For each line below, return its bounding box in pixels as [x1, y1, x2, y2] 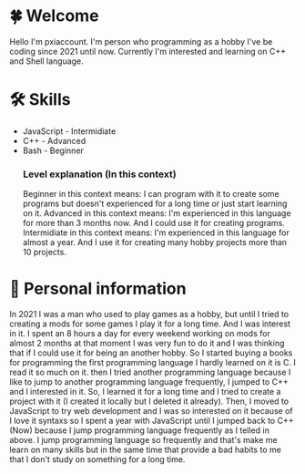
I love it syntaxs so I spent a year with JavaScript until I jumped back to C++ [9, 416, 294, 427]
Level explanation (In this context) [22, 168, 177, 180]
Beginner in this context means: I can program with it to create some [22, 189, 280, 200]
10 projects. [22, 247, 66, 258]
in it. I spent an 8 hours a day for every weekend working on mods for [9, 328, 270, 339]
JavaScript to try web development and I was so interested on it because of [9, 406, 293, 417]
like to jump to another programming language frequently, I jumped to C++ [9, 376, 289, 387]
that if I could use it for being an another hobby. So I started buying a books [9, 347, 293, 358]
